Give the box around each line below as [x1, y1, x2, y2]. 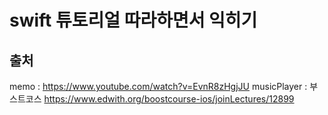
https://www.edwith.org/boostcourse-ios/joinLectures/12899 [43, 93, 295, 105]
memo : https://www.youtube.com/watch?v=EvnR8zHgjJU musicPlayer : [9, 81, 308, 92]
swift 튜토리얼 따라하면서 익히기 [9, 9, 258, 32]
